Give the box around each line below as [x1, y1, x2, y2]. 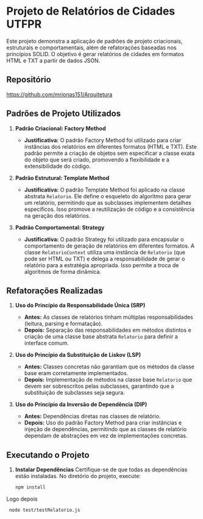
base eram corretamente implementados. [24, 370, 129, 377]
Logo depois [6, 495, 38, 503]
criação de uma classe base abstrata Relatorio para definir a [24, 333, 178, 340]
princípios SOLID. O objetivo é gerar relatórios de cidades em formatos [6, 50, 184, 57]
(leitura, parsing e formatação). [24, 320, 102, 328]
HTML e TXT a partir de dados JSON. [6, 57, 101, 64]
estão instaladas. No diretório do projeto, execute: [15, 473, 141, 480]
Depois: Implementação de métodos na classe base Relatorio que [24, 376, 193, 384]
